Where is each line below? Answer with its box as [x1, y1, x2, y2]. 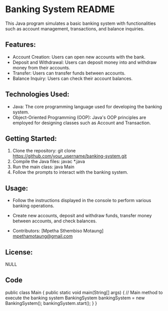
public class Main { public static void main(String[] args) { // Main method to [5, 289, 163, 295]
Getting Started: [5, 134, 57, 143]
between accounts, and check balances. [12, 218, 97, 224]
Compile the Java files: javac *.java [12, 159, 85, 165]
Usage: [5, 184, 29, 192]
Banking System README [5, 4, 115, 15]
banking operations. [12, 203, 54, 209]
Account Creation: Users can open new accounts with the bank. [12, 54, 146, 60]
